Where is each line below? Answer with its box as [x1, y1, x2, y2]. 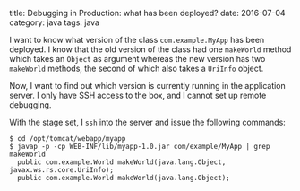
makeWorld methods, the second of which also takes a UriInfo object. [9, 63, 264, 74]
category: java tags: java [9, 17, 100, 28]
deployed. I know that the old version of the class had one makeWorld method [9, 44, 292, 55]
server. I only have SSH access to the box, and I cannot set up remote [9, 90, 267, 100]
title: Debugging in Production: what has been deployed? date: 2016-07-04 [9, 8, 286, 18]
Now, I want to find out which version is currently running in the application [9, 81, 287, 91]
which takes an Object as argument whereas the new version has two [9, 54, 266, 64]
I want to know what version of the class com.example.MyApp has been [9, 35, 265, 45]
